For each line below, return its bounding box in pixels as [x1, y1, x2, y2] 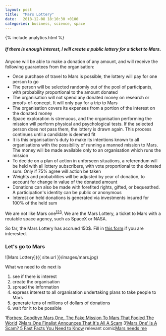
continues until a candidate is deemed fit [12, 132, 96, 137]
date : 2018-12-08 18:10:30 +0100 [5, 16, 79, 21]
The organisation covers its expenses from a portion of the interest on [12, 105, 155, 111]
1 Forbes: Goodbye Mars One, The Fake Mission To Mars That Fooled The [5, 315, 155, 321]
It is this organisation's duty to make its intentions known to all [12, 137, 140, 143]
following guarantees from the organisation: [5, 64, 95, 70]
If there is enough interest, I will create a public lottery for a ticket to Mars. [5, 46, 162, 52]
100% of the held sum [12, 200, 57, 206]
